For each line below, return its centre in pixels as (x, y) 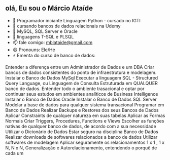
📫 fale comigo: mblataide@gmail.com (53, 42)
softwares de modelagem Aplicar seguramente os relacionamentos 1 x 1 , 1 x (85, 142)
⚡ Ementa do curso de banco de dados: (54, 55)
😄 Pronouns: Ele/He (34, 50)
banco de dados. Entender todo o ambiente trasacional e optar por (75, 89)
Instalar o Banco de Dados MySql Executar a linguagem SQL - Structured (82, 77)
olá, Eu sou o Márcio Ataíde (49, 8)
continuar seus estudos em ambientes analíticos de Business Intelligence (82, 94)
